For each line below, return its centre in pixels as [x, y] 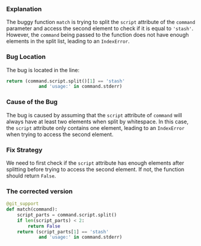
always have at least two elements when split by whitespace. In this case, [97, 121]
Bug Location [26, 57]
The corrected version [40, 191]
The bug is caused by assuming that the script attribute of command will [94, 115]
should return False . [31, 176]
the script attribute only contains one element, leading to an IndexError [95, 128]
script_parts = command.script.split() [67, 215]
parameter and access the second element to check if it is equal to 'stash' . [100, 28]
